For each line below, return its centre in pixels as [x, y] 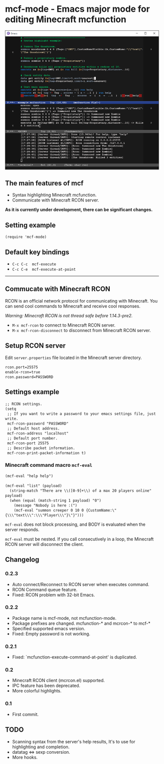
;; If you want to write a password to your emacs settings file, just [82, 414]
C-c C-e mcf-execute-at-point [44, 270]
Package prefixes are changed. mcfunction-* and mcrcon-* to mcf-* [81, 623]
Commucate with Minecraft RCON [58, 289]
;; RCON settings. [24, 404]
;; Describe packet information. [41, 448]
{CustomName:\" [101, 510]
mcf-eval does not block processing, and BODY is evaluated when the [75, 524]
